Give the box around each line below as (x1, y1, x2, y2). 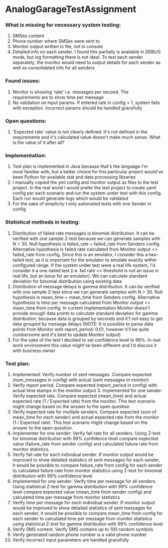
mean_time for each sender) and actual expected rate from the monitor (12, 414, 159, 420)
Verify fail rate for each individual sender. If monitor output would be (12, 451, 154, 458)
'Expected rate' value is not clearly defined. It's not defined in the (12, 129, 148, 135)
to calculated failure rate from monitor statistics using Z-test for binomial (12, 467, 162, 473)
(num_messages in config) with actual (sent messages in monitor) (12, 377, 149, 383)
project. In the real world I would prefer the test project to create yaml (12, 185, 156, 191)
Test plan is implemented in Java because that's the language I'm (12, 163, 148, 169)
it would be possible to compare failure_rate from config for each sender (12, 462, 163, 468)
